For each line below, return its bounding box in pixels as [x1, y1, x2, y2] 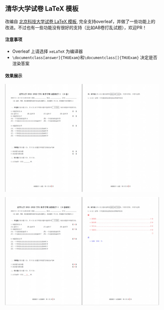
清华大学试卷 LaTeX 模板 [5, 4, 79, 13]
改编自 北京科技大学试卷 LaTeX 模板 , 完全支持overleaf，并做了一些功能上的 [5, 19, 155, 24]
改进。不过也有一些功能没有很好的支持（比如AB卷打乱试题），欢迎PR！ [5, 24, 147, 30]
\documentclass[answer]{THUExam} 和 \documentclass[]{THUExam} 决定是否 [12, 55, 158, 60]
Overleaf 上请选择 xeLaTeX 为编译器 [12, 48, 83, 55]
